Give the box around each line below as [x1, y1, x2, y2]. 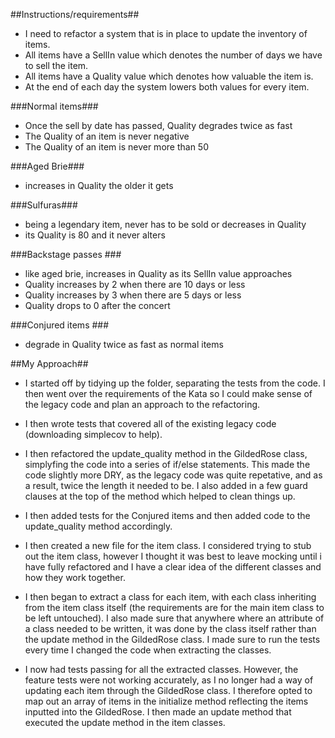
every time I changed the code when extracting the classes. [24, 644, 272, 656]
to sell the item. [24, 60, 89, 71]
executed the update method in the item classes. [24, 717, 226, 728]
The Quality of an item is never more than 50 [24, 141, 209, 153]
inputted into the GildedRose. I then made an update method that [24, 706, 292, 718]
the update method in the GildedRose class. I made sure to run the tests [24, 634, 321, 645]
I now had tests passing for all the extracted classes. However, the [24, 664, 299, 675]
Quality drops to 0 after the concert [24, 300, 171, 311]
